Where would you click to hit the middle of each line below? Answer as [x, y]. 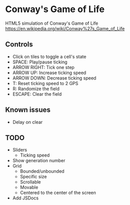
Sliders [20, 150]
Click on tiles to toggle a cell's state [49, 56]
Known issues [28, 110]
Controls [19, 45]
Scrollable [30, 182]
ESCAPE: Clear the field [37, 94]
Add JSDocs [25, 198]
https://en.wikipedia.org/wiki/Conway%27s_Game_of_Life [65, 28]
